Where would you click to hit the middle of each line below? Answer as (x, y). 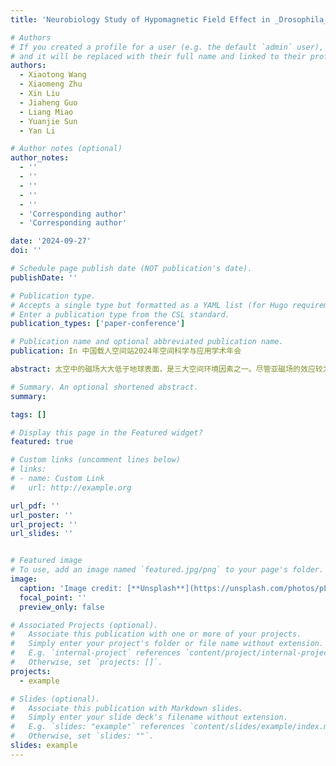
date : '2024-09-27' (51, 241)
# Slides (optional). (55, 699)
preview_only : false (62, 607)
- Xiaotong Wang (53, 75)
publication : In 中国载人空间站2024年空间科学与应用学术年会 (126, 351)
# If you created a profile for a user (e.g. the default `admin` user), (167, 47)
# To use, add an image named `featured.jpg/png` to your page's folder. (167, 570)
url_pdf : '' (35, 506)
